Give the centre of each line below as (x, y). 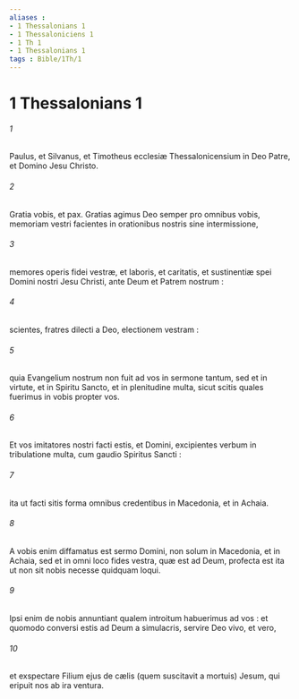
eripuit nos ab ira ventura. (57, 686)
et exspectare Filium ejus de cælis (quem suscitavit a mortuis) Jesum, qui (145, 676)
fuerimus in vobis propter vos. (64, 397)
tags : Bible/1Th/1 (46, 59)
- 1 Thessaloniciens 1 (51, 34)
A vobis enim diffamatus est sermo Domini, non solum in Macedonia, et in (145, 550)
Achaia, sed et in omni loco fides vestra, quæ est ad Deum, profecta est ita (147, 560)
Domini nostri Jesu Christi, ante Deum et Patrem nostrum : (116, 281)
